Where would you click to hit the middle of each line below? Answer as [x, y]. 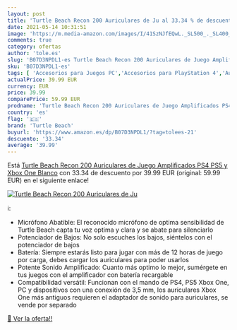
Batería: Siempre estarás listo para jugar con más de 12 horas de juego [120, 252]
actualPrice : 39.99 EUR [42, 79]
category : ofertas [34, 47]
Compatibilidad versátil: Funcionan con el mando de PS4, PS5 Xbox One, [123, 283]
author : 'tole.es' [34, 54]
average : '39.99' [33, 146]
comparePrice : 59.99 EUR [44, 100]
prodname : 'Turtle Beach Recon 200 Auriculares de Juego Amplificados [113, 106]
